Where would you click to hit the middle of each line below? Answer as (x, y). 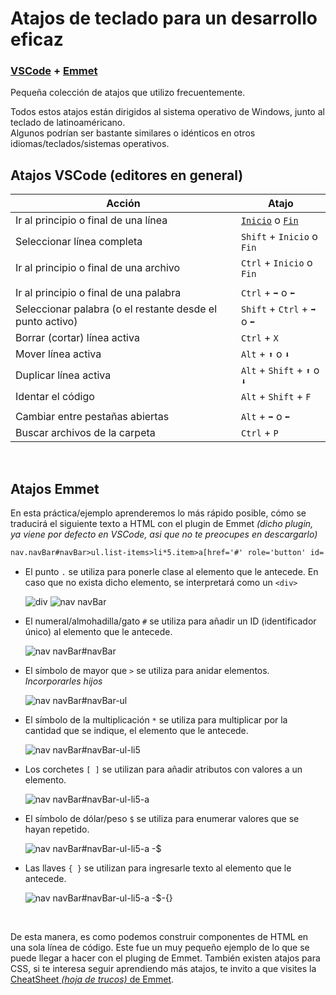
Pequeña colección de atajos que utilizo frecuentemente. (128, 93)
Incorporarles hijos (63, 681)
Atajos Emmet (55, 488)
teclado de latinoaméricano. (68, 123)
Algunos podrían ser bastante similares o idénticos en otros (133, 133)
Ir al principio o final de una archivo (98, 268)
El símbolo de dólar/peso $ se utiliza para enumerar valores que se (162, 818)
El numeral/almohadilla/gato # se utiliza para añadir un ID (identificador (170, 621)
